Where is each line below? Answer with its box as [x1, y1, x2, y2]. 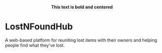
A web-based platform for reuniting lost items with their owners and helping [5, 37, 158, 43]
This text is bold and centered [51, 4, 113, 10]
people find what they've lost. [5, 42, 65, 48]
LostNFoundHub [5, 21, 73, 32]
